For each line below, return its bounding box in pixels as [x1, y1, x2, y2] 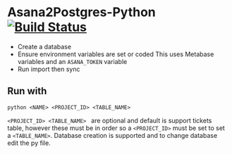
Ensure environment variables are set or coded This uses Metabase [17, 50, 214, 58]
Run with [7, 85, 47, 97]
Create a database [17, 42, 72, 51]
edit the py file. [7, 139, 51, 147]
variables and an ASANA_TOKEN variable [17, 57, 128, 65]
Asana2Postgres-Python [7, 4, 157, 20]
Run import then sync [17, 65, 80, 73]
